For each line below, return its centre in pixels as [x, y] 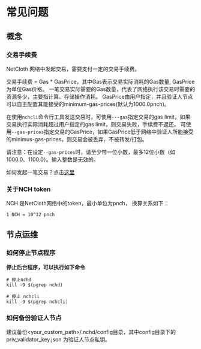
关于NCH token [28, 189]
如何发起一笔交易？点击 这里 [40, 172]
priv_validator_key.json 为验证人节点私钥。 [58, 339]
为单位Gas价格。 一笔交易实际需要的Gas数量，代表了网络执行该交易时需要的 [101, 89]
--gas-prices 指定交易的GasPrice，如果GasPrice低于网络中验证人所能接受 [103, 132]
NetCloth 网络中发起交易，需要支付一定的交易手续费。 [73, 69]
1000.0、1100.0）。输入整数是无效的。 [52, 159]
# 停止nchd [19, 280]
